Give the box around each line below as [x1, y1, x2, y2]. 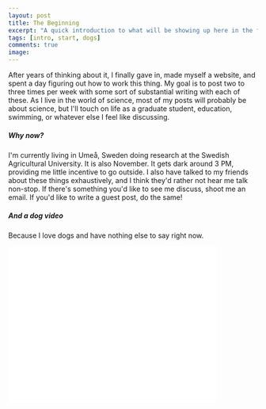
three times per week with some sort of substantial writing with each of [8, 87, 241, 96]
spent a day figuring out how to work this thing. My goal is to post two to [8, 78, 245, 88]
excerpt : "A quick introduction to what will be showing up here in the [8, 26, 253, 34]
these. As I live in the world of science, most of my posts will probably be [8, 96, 247, 105]
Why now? [8, 130, 44, 140]
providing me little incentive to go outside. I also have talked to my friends [8, 167, 249, 177]
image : [8, 48, 30, 56]
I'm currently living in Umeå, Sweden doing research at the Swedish [8, 150, 230, 159]
